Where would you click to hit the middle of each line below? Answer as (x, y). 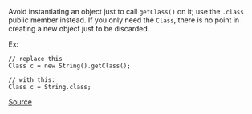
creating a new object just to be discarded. (79, 28)
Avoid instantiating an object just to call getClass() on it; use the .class (126, 12)
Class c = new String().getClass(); (69, 66)
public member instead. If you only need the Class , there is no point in (124, 20)
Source (20, 102)
